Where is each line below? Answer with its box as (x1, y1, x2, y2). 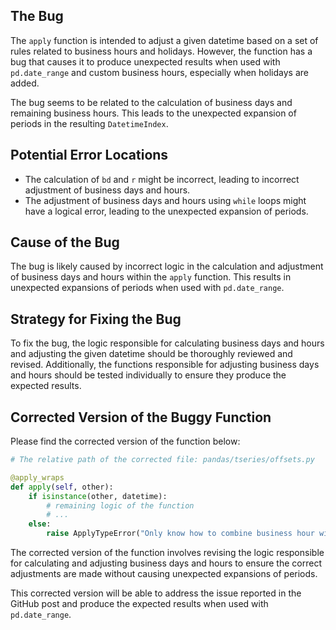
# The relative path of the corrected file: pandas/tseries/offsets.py (10, 455, 315, 465)
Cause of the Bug (10, 234, 120, 251)
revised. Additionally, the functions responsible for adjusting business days (10, 359, 320, 371)
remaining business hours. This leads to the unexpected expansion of (10, 107, 297, 119)
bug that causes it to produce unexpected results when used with (10, 55, 281, 68)
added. (10, 77, 40, 89)
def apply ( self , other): (10, 482, 114, 492)
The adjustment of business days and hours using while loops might (24, 194, 307, 206)
